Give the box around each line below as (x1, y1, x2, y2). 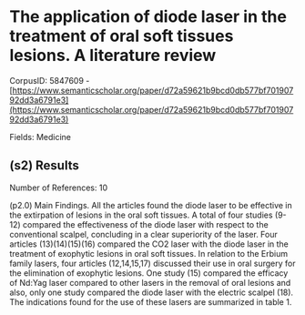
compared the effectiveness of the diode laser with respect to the (22, 218, 269, 229)
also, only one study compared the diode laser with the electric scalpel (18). (9, 287, 294, 298)
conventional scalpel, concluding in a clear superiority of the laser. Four (9, 229, 278, 239)
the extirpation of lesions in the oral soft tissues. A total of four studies (9, 209, 273, 220)
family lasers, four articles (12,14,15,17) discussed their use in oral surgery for (9, 258, 296, 269)
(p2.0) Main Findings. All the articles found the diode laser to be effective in (9, 199, 293, 210)
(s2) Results (9, 157, 79, 174)
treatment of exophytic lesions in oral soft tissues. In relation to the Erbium (9, 248, 289, 259)
